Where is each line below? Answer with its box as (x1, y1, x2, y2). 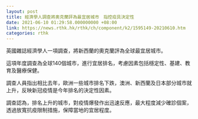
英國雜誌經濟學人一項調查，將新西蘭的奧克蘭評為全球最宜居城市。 (6, 47, 166, 55)
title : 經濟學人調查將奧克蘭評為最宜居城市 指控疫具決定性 (6, 14, 134, 20)
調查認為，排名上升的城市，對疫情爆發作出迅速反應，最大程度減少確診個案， (6, 99, 192, 106)
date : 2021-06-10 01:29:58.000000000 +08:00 (6, 19, 117, 25)
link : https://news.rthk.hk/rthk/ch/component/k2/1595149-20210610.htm (6, 25, 186, 31)
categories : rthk (6, 30, 49, 36)
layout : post (6, 8, 38, 15)
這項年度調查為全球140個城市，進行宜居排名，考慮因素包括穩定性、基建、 (6, 60, 186, 67)
